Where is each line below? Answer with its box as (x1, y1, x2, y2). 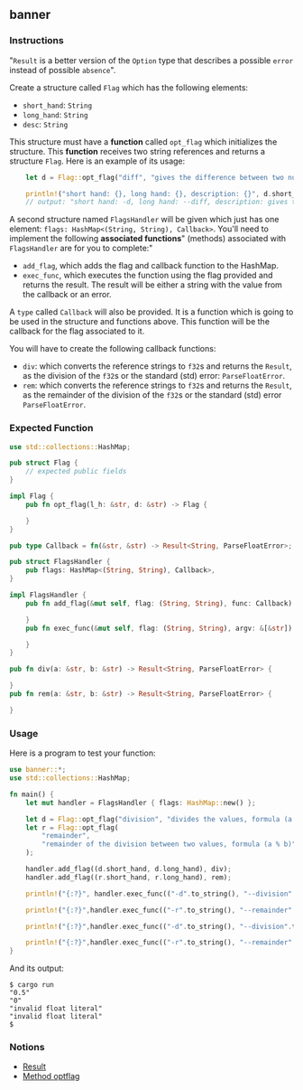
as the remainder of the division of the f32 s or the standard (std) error (22, 390, 282, 400)
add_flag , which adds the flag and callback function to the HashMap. (22, 260, 280, 271)
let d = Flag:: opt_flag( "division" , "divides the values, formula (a (25, 814, 293, 823)
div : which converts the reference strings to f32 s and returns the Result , (22, 361, 293, 371)
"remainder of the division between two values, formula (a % (41, 840, 280, 849)
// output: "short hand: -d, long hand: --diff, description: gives (25, 198, 289, 207)
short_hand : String (22, 99, 93, 110)
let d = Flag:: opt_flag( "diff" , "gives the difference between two (25, 173, 284, 182)
